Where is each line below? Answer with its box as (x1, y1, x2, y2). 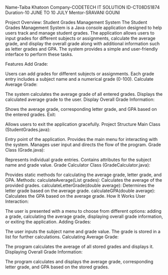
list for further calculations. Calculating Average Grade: (5, 234, 119, 240)
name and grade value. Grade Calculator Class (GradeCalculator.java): (5, 162, 150, 168)
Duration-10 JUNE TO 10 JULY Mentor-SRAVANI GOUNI (5, 10, 120, 16)
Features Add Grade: (5, 61, 49, 67)
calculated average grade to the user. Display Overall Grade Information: (5, 96, 154, 102)
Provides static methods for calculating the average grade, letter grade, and (5, 172, 162, 178)
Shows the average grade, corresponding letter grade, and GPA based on (5, 106, 157, 112)
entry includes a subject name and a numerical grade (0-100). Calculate (5, 76, 154, 82)
